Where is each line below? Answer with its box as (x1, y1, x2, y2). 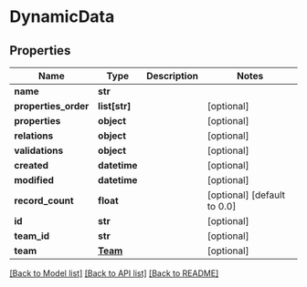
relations (14, 129, 54, 142)
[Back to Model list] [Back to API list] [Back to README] (9, 268, 219, 279)
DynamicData (9, 6, 115, 27)
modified (14, 174, 55, 186)
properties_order (14, 100, 90, 112)
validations (14, 144, 64, 157)
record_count (14, 194, 75, 207)
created (14, 159, 48, 171)
